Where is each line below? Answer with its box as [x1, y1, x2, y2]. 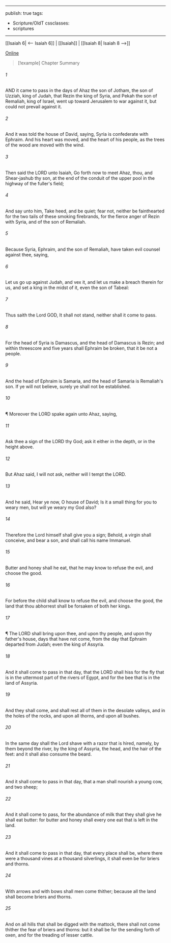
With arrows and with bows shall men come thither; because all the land [5, 888, 156, 894]
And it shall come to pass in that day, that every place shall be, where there [5, 850, 163, 856]
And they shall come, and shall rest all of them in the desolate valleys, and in [5, 707, 165, 713]
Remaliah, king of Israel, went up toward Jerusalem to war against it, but [5, 98, 157, 105]
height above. [5, 444, 34, 450]
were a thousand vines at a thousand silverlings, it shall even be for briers [5, 855, 160, 861]
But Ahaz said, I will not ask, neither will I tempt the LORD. [5, 471, 126, 477]
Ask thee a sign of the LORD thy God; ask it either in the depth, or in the [5, 439, 155, 445]
